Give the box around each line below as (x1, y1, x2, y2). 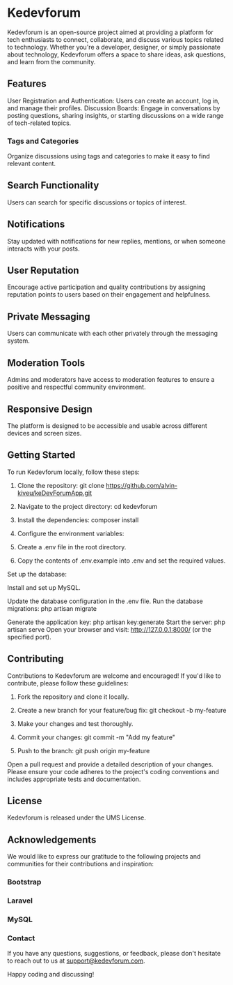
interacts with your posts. (7, 244, 80, 253)
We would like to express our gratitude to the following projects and (7, 852, 201, 861)
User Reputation (7, 265, 79, 276)
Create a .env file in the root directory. (17, 542, 127, 551)
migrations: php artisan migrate (7, 604, 97, 612)
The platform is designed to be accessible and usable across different (7, 421, 207, 430)
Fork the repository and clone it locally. (17, 693, 129, 701)
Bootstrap (7, 877, 42, 887)
